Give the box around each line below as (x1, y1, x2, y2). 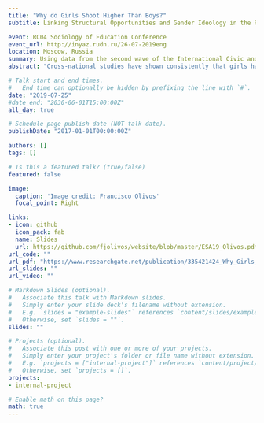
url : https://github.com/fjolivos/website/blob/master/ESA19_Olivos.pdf (15, 243, 258, 250)
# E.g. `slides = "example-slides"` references (8, 308, 174, 316)
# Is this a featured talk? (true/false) (8, 163, 146, 171)
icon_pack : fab (15, 228, 65, 236)
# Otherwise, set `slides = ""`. (8, 316, 125, 324)
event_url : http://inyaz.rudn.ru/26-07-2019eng (8, 40, 167, 48)
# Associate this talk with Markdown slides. (8, 294, 167, 302)
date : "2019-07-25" (8, 91, 72, 99)
